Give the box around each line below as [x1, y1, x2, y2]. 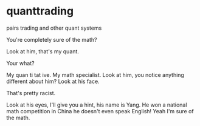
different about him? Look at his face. [6, 78, 100, 85]
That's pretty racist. [6, 89, 56, 96]
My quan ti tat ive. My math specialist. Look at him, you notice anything [6, 71, 184, 78]
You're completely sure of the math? [6, 36, 97, 43]
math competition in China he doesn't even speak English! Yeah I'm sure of [6, 107, 194, 114]
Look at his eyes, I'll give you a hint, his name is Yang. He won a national [6, 101, 187, 108]
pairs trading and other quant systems [6, 24, 102, 31]
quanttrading [6, 4, 74, 18]
